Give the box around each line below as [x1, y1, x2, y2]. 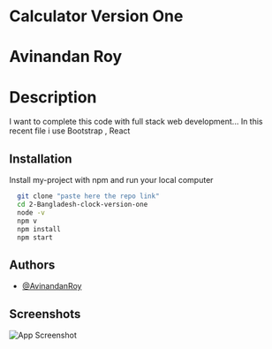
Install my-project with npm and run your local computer [9, 175, 214, 186]
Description [9, 87, 97, 107]
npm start [17, 232, 53, 242]
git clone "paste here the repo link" [17, 192, 161, 201]
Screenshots [9, 307, 81, 322]
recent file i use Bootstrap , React [9, 125, 131, 136]
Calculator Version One [9, 6, 184, 27]
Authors [9, 257, 56, 272]
